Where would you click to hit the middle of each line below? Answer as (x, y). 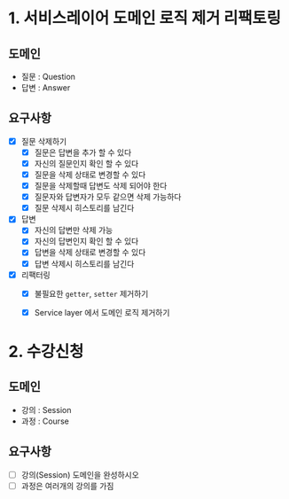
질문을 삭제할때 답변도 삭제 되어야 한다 (101, 186)
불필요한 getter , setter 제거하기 (91, 293)
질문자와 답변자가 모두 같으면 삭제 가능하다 (108, 197)
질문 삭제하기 (44, 141)
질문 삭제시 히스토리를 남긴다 (84, 208)
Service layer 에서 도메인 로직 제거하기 (102, 312)
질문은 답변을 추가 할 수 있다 (83, 152)
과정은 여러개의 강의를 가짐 (67, 486)
